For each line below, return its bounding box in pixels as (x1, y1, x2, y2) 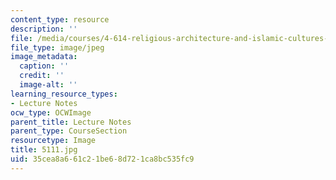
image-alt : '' (19, 80, 78, 90)
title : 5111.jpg (10, 145, 78, 155)
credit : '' (19, 71, 65, 81)
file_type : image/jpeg (10, 42, 105, 53)
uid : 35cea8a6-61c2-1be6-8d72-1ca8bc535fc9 (10, 154, 195, 164)
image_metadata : (10, 52, 78, 62)
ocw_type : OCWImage (10, 107, 92, 118)
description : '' (10, 24, 78, 34)
